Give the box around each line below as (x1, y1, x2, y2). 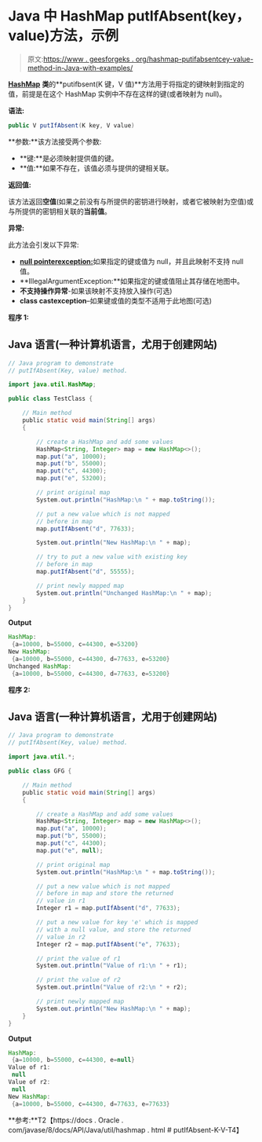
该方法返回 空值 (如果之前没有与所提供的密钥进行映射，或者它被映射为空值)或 (8, 196, 254, 206)
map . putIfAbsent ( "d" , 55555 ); (36, 567, 135, 575)
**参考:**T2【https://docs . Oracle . (8, 1115, 124, 1125)
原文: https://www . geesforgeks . (27, 54, 134, 64)
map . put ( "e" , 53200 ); (36, 475, 107, 483)
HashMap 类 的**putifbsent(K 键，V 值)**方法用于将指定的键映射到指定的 (8, 79, 245, 89)
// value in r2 (36, 933, 86, 941)
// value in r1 (36, 897, 86, 905)
